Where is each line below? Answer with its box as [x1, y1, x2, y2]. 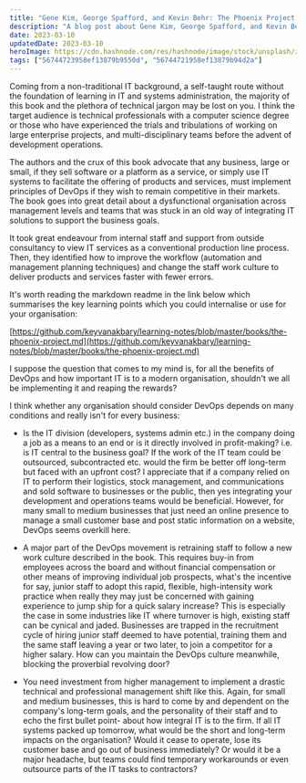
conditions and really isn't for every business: [9, 410, 180, 421]
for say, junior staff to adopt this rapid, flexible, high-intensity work [22, 581, 273, 591]
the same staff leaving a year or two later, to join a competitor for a [22, 640, 273, 650]
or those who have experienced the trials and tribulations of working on [9, 120, 278, 130]
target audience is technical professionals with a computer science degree [9, 110, 290, 120]
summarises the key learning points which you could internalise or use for [9, 298, 287, 309]
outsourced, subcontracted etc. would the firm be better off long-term [22, 457, 287, 467]
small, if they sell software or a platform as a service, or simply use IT [9, 166, 270, 177]
